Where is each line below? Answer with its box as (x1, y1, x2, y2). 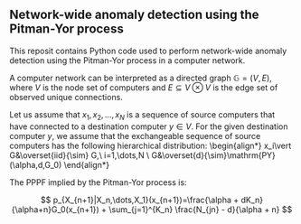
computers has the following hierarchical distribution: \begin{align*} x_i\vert (9, 140, 292, 151)
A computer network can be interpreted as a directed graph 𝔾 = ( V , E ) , (9, 72, 273, 83)
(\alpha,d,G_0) (9, 159, 62, 170)
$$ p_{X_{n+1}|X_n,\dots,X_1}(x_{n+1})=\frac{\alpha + (40, 194, 240, 205)
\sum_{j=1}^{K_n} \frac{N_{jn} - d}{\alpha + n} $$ (108, 203, 293, 215)
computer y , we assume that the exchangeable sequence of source (9, 130, 261, 141)
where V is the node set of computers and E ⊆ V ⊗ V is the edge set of (9, 81, 278, 93)
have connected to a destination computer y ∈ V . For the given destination (9, 121, 288, 132)
